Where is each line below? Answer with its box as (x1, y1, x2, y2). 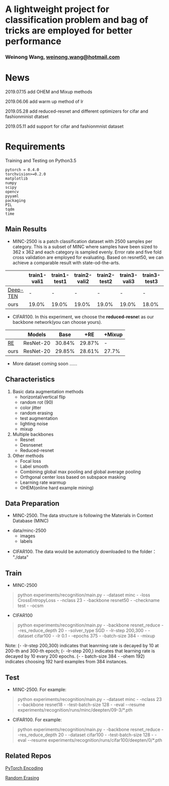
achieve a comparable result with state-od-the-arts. (12, 259, 120, 266)
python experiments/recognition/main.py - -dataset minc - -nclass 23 (17, 696, 162, 703)
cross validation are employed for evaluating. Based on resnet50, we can (12, 254, 164, 260)
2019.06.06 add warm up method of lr (5, 99, 84, 105)
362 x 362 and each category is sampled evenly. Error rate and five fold (12, 249, 162, 255)
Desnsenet (20, 442, 43, 448)
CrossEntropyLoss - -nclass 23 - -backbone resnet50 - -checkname (17, 597, 160, 603)
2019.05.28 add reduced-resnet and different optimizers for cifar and (5, 108, 148, 114)
